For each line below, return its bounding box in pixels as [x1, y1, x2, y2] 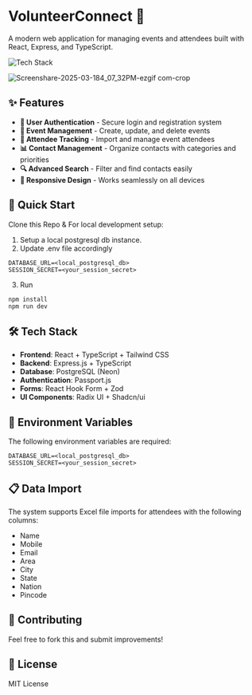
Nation [19, 582, 42, 591]
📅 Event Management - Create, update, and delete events [19, 125, 211, 135]
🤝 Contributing [8, 614, 83, 627]
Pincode [19, 590, 48, 599]
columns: [8, 515, 39, 525]
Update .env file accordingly [19, 243, 113, 253]
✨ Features [8, 96, 64, 110]
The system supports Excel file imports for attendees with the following [8, 507, 242, 516]
